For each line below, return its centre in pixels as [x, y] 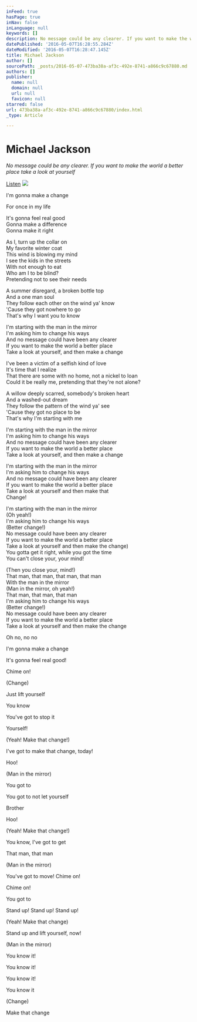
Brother [15, 808]
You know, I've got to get [36, 842]
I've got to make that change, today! [50, 751]
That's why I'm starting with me [44, 419]
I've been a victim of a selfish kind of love [56, 363]
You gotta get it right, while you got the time [59, 552]
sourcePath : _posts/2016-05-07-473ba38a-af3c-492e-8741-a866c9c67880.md [97, 66]
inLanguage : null [27, 28]
